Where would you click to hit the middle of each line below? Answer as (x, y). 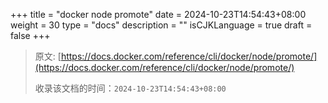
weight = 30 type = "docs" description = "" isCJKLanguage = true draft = (161, 25)
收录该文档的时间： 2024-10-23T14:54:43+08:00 (130, 88)
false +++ (30, 35)
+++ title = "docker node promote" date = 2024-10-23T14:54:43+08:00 (158, 14)
